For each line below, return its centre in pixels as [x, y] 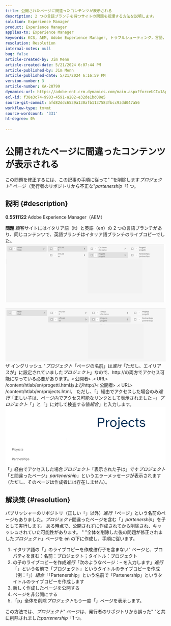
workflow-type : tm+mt [28, 108]
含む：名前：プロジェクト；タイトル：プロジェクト [84, 556]
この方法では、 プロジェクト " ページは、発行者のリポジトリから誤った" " [81, 611]
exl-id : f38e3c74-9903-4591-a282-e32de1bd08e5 [55, 97]
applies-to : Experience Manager [39, 33]
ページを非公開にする [35, 594]
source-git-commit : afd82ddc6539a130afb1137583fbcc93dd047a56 [73, 102]
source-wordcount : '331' [32, 113]
